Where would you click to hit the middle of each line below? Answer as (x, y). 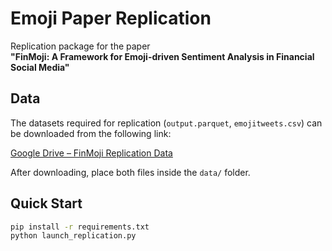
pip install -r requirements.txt (80, 227)
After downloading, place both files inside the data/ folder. (130, 172)
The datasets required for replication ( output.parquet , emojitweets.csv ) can (166, 123)
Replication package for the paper (80, 46)
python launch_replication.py (73, 236)
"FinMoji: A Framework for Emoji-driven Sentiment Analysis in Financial (162, 56)
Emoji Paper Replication (111, 18)
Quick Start (46, 203)
